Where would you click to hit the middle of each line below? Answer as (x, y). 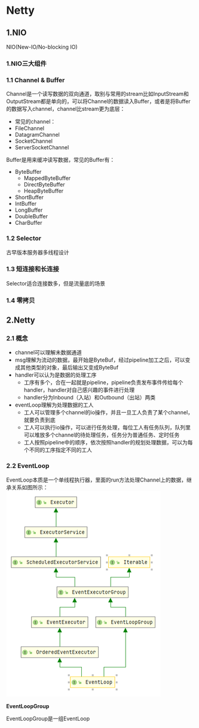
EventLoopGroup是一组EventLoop (48, 718)
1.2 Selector (24, 239)
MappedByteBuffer (47, 178)
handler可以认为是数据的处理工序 (56, 375)
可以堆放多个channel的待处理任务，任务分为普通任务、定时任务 (102, 435)
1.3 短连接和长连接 (33, 269)
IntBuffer (26, 204)
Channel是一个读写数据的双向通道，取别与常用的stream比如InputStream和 (98, 94)
